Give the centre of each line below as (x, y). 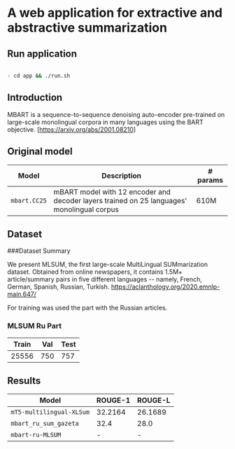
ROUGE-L (154, 401)
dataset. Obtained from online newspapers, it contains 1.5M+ (95, 272)
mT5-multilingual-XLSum (50, 412)
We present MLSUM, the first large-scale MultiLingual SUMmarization (108, 265)
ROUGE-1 (114, 401)
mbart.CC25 (29, 200)
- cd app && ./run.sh (39, 76)
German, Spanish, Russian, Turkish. (58, 287)
